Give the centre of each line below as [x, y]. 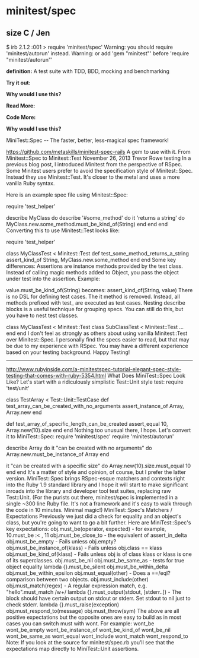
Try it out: [18, 83]
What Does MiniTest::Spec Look [146, 376]
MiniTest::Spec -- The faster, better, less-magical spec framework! [87, 140]
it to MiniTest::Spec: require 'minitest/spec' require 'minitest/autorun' [90, 436]
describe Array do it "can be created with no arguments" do [79, 448]
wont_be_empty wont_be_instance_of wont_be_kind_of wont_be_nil [88, 630]
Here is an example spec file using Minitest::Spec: [67, 195]
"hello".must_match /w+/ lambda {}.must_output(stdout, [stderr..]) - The [94, 592]
